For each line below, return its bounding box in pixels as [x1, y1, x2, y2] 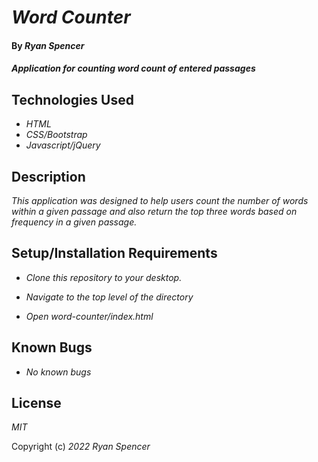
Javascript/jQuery [25, 139, 101, 151]
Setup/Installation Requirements [11, 245, 218, 262]
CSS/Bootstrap [25, 129, 88, 141]
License [11, 395, 62, 412]
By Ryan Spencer [11, 39, 85, 51]
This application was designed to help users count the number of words [11, 195, 309, 206]
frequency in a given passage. [11, 216, 138, 228]
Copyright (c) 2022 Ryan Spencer [11, 441, 151, 453]
